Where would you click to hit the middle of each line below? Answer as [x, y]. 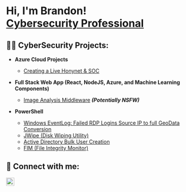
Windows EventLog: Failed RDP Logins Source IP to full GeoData [102, 123]
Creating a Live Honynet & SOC [62, 71]
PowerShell [29, 111]
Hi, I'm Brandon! [46, 11]
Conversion [37, 129]
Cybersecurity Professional [75, 23]
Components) [32, 89]
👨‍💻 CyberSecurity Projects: [57, 45]
